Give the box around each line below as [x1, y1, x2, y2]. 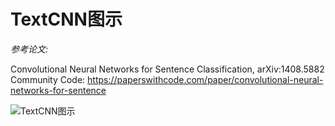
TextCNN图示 [10, 8, 123, 31]
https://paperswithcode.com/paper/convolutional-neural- [87, 73, 324, 85]
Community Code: [10, 73, 86, 85]
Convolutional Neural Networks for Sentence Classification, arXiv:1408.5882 [10, 63, 325, 75]
